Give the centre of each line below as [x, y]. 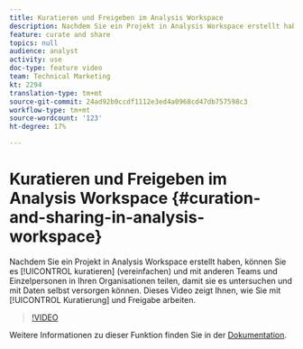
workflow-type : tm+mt [50, 110]
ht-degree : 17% [38, 127]
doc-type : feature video [56, 69]
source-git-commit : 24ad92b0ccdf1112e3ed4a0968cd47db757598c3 [129, 101]
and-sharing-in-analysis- [107, 218]
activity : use [36, 60]
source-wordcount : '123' [56, 118]
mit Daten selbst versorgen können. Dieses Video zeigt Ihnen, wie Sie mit [145, 290]
